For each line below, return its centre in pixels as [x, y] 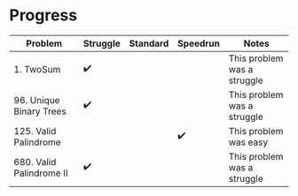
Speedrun [198, 43]
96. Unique [37, 100]
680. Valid [35, 162]
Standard [149, 43]
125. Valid [35, 131]
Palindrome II [41, 173]
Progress [43, 15]
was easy [248, 142]
